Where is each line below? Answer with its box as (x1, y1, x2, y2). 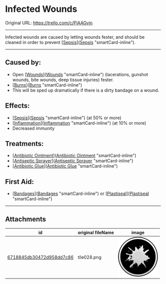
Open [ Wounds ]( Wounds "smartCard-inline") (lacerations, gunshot (12, 71, 148, 77)
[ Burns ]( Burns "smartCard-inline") (12, 82, 83, 88)
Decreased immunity (12, 125, 55, 131)
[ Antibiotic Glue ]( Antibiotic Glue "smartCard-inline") (12, 163, 118, 169)
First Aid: (5, 177, 34, 186)
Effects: (5, 101, 30, 110)
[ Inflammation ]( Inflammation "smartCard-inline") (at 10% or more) (12, 120, 147, 126)
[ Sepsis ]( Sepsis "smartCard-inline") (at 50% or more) (12, 115, 122, 121)
